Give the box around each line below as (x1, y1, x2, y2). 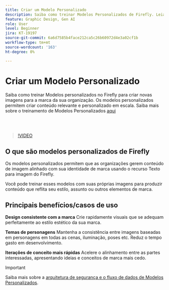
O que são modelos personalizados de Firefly (5, 147, 150, 156)
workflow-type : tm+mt (5, 40, 51, 45)
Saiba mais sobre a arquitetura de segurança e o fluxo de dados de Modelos (5, 274, 163, 280)
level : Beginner (5, 26, 39, 31)
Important (5, 264, 26, 271)
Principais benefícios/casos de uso (5, 201, 118, 209)
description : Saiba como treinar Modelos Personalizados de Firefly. (5, 12, 154, 17)
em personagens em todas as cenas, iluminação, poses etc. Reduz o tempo (5, 234, 162, 241)
